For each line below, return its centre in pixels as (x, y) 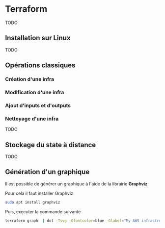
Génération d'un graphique (47, 172)
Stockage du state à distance (51, 145)
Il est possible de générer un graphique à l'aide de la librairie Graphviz (76, 184)
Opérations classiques (40, 65)
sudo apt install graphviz (33, 202)
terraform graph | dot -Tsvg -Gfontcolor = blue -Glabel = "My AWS (72, 221)
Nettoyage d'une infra (32, 119)
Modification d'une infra (35, 92)
